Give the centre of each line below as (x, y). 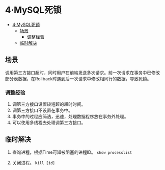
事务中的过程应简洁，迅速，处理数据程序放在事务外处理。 (70, 117)
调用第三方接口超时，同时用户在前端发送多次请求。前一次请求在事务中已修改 (82, 73)
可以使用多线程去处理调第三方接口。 (49, 122)
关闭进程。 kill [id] (34, 163)
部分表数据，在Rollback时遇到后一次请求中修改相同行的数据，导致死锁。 (78, 78)
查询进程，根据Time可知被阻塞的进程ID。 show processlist (72, 152)
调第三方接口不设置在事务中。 (42, 110)
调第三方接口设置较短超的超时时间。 (49, 104)
